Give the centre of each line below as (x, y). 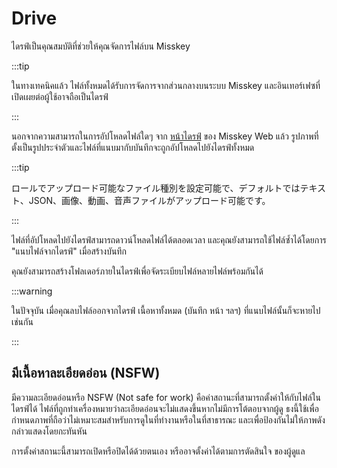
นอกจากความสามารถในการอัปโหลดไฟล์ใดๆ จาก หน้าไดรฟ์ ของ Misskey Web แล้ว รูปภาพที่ (165, 136)
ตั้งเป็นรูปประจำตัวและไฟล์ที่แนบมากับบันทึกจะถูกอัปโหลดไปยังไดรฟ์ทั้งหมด (133, 147)
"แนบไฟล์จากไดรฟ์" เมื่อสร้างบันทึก (69, 251)
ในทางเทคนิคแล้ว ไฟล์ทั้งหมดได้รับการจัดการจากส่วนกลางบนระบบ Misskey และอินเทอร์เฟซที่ (166, 85)
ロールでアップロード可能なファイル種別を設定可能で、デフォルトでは (156, 188)
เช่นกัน (22, 321)
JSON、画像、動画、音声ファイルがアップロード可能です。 (149, 200)
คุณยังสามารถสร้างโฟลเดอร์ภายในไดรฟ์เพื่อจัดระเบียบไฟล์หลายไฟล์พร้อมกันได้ (137, 271)
